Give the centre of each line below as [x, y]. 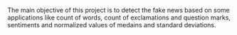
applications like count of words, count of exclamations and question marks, [119, 17]
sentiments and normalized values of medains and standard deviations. [112, 25]
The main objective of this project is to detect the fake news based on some [118, 10]
